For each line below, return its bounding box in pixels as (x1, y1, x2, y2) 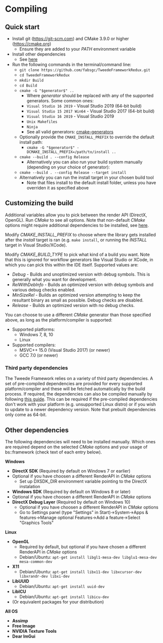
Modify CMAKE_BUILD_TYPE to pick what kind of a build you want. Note (5, 251, 150, 257)
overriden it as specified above (26, 185, 89, 190)
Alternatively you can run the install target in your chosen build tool (19, 174, 154, 180)
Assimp (12, 618, 28, 624)
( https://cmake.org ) (12, 41, 52, 47)
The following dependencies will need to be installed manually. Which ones (5, 438, 156, 444)
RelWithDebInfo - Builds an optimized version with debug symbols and (12, 282, 154, 287)
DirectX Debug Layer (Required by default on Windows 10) (12, 499, 130, 505)
